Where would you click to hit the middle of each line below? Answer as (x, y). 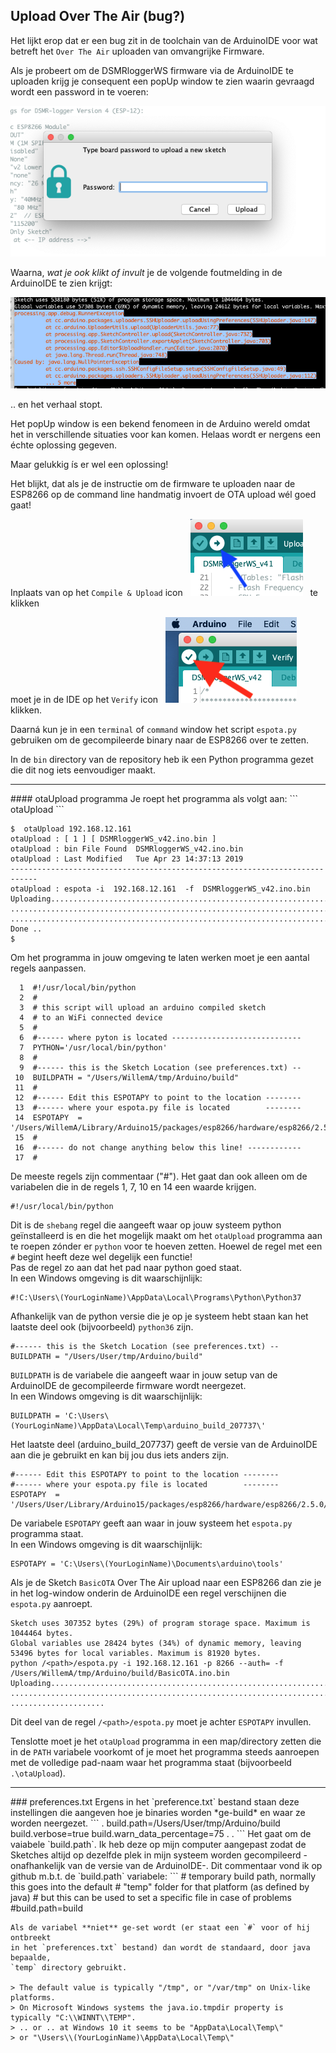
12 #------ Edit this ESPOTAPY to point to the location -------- (158, 1098)
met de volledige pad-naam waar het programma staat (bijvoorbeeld (151, 1763)
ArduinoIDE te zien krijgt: (61, 283)
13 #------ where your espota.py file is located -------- (158, 1108)
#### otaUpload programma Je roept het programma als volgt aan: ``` (154, 799)
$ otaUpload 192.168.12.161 (71, 829)
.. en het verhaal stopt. (56, 405)
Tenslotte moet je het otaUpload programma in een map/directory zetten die (166, 1741)
